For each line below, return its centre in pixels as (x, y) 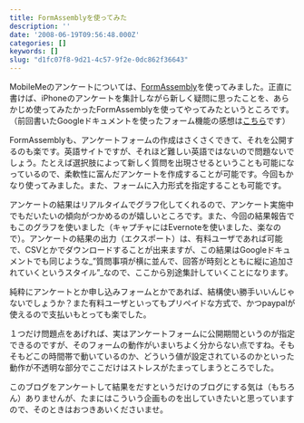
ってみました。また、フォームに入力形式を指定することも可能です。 (160, 185)
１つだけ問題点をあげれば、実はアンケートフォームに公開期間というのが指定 (152, 333)
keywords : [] (34, 52)
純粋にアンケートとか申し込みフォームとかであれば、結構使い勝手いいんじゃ (152, 292)
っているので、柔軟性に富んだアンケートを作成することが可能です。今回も (147, 174)
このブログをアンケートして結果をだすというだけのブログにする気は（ (141, 387)
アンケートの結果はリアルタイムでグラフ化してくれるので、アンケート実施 (148, 204)
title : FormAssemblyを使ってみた (68, 18)
